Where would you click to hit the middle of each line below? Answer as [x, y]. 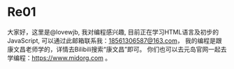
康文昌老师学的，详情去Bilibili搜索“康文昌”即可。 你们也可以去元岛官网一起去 [117, 49]
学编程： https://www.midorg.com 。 [59, 58]
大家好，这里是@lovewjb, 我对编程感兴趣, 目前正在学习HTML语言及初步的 [113, 32]
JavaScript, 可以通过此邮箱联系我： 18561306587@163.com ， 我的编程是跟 [115, 40]
